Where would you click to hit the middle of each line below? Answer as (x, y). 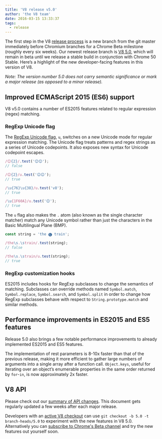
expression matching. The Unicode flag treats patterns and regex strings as (80, 142)
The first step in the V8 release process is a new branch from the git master (80, 41)
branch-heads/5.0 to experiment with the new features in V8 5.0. (69, 421)
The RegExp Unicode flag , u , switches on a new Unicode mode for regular (79, 137)
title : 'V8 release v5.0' (31, 9)
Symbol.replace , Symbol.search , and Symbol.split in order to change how (78, 294)
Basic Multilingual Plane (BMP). (36, 225)
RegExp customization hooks (40, 273)
